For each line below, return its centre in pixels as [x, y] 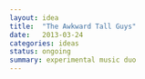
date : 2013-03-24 [47, 35]
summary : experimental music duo [73, 60]
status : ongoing [40, 52]
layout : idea [34, 18]
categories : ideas [44, 43]
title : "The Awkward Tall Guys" [73, 26]
